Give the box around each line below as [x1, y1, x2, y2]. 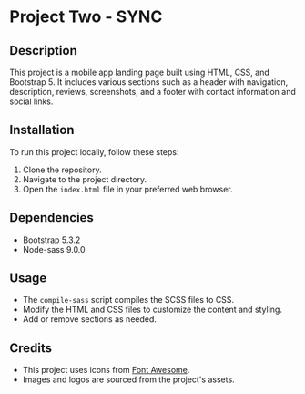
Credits [9, 340, 53, 356]
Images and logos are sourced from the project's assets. [22, 374, 235, 385]
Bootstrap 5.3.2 [22, 234, 81, 245]
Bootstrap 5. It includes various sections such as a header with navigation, [9, 77, 289, 88]
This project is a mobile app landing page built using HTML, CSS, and [9, 67, 270, 78]
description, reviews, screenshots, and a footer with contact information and [9, 87, 296, 97]
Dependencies [9, 210, 94, 225]
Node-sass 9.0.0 [22, 244, 86, 254]
